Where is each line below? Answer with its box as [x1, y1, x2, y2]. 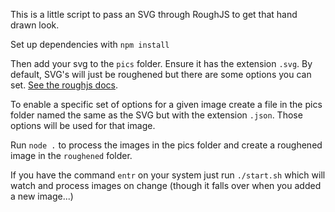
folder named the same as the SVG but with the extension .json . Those [10, 109, 303, 121]
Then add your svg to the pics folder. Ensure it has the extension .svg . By [10, 58, 313, 69]
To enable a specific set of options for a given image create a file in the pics [10, 99, 323, 110]
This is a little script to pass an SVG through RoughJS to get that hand [10, 9, 298, 20]
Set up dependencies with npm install [10, 39, 170, 50]
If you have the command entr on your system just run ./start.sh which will [10, 169, 326, 181]
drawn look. [10, 19, 60, 31]
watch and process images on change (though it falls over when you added [10, 180, 322, 191]
